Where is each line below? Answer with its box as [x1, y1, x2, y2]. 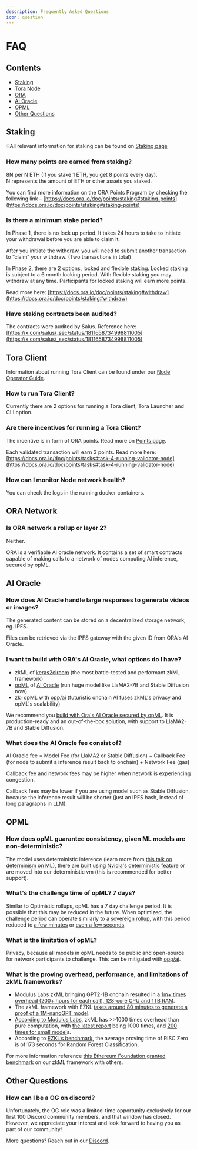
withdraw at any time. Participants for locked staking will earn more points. [6, 277, 187, 284]
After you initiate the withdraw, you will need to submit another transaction [6, 247, 186, 254]
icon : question [6, 14, 44, 20]
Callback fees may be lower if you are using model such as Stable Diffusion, [6, 787, 190, 795]
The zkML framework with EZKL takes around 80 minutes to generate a [14, 1003, 188, 1011]
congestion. [6, 776, 35, 783]
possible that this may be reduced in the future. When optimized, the [6, 908, 172, 915]
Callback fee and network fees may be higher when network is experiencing [6, 770, 191, 777]
